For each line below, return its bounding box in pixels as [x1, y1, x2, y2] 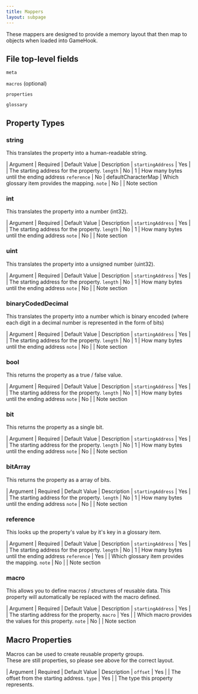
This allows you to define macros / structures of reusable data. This [6, 587, 171, 594]
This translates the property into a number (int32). [6, 208, 128, 215]
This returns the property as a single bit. [6, 424, 104, 431]
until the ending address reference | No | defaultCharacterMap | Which [6, 173, 179, 180]
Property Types [6, 118, 65, 128]
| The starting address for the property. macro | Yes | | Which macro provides [6, 612, 192, 619]
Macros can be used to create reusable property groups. [6, 651, 144, 658]
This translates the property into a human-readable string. [6, 149, 148, 156]
